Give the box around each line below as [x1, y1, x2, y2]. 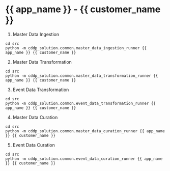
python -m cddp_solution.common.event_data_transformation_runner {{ [5, 101, 156, 106]
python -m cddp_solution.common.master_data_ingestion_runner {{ [5, 45, 147, 50]
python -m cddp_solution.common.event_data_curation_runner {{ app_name [5, 156, 163, 161]
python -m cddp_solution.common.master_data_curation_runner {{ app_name [5, 128, 165, 133]
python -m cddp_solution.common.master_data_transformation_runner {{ [5, 73, 158, 78]
